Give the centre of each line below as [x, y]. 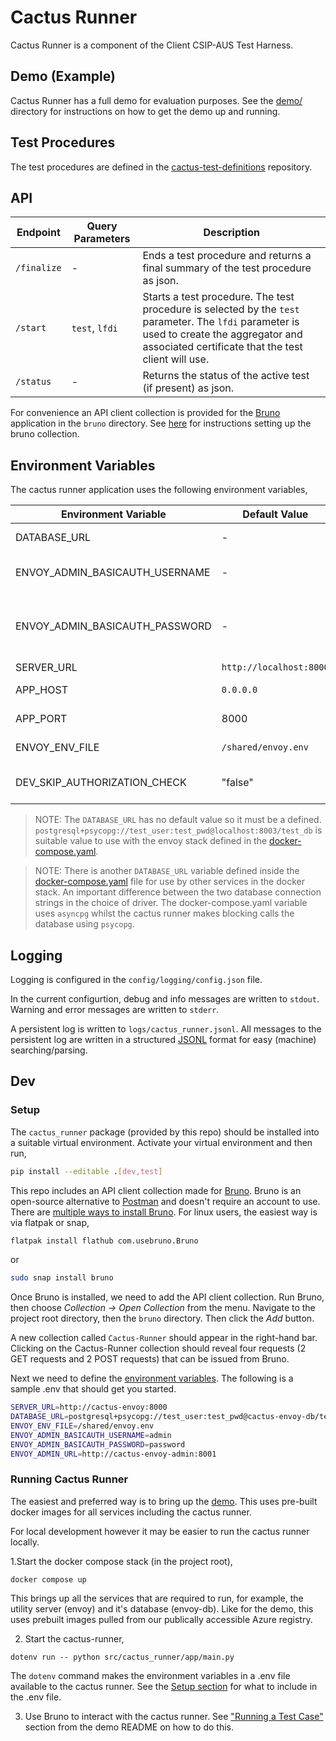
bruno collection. [45, 434]
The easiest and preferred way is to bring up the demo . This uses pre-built [164, 1501]
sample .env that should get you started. [93, 1389]
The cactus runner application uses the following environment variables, [159, 490]
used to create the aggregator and [222, 334]
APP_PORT [41, 719]
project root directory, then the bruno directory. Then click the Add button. [162, 1318]
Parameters [102, 239]
